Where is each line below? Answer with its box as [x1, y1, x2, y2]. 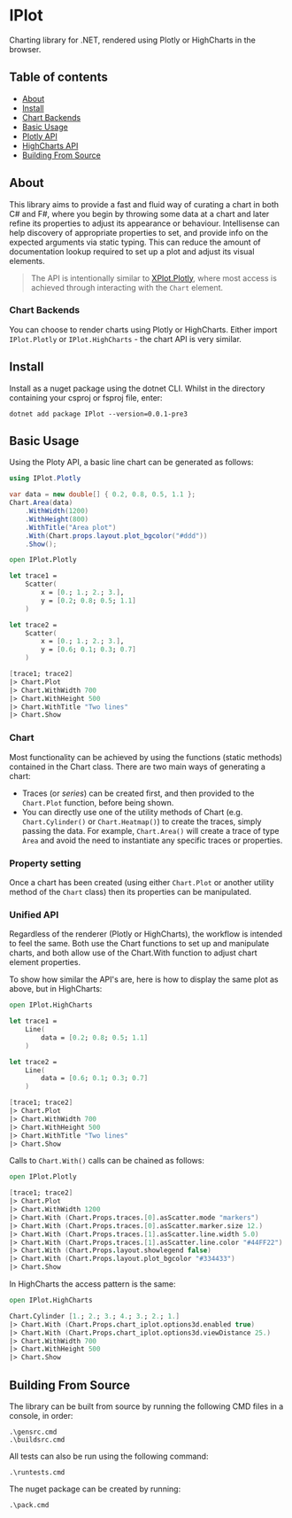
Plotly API [21, 130, 58, 142]
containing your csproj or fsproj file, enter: [9, 392, 163, 403]
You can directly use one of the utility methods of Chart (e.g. [21, 806, 243, 817]
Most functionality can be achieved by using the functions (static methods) [9, 751, 283, 762]
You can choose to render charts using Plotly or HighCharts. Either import [9, 324, 278, 335]
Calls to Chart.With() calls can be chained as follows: [9, 1156, 205, 1166]
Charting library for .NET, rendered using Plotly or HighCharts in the [9, 35, 257, 45]
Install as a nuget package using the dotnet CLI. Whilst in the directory [9, 383, 265, 393]
